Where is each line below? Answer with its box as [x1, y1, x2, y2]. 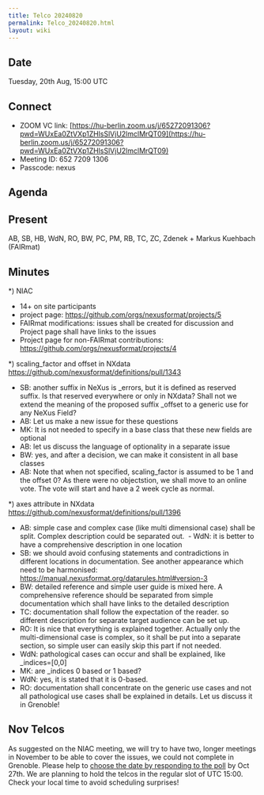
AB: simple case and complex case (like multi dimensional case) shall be [19, 523, 255, 533]
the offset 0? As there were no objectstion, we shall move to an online [19, 476, 247, 485]
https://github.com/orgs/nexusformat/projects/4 [19, 344, 177, 354]
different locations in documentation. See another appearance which [19, 556, 243, 567]
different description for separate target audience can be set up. [19, 616, 229, 625]
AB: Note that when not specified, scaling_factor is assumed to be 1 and [19, 467, 255, 476]
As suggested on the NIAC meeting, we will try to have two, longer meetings [8, 743, 257, 753]
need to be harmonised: [19, 565, 98, 575]
